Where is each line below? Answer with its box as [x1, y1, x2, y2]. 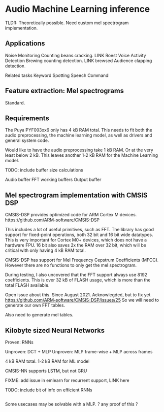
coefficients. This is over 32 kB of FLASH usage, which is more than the [5, 277, 151, 283]
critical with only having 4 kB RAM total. [5, 247, 86, 253]
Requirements [5, 114, 49, 122]
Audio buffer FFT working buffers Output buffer [5, 176, 101, 183]
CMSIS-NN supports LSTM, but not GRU [5, 368, 87, 374]
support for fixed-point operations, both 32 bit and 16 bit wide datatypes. [5, 232, 154, 238]
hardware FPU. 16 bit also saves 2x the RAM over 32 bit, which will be [5, 242, 146, 248]
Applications [5, 39, 45, 48]
